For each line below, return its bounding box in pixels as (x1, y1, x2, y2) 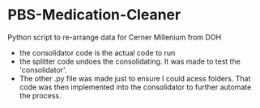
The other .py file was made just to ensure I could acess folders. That (19, 73, 251, 83)
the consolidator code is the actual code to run (19, 48, 176, 57)
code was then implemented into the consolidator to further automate (19, 82, 252, 92)
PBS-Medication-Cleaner (7, 6, 181, 24)
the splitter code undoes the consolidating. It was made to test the (19, 56, 241, 66)
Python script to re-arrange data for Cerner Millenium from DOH (7, 32, 222, 42)
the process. (19, 90, 62, 100)
